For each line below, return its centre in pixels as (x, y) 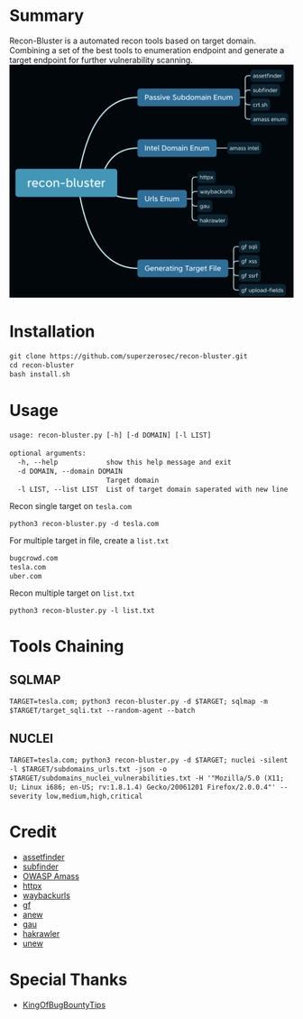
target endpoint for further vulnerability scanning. (101, 60)
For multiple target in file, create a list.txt (89, 541)
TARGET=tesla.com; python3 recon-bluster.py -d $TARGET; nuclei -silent (149, 760)
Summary (46, 16)
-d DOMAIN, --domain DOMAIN (70, 472)
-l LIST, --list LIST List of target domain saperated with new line (153, 490)
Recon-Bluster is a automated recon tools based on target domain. (133, 41)
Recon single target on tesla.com (71, 506)
